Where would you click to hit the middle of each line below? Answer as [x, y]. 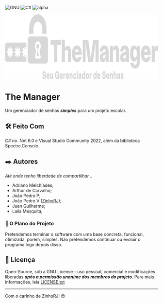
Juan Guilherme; [29, 206]
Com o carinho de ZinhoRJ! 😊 [35, 296]
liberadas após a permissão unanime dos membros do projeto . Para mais [80, 277]
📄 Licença [20, 260]
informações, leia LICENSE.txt [35, 282]
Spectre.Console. [22, 145]
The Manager [33, 97]
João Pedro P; [26, 196]
